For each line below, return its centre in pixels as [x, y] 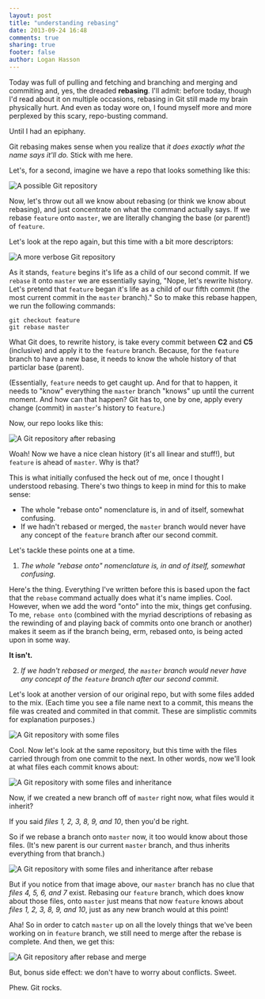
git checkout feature [45, 320]
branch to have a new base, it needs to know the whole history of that [123, 359]
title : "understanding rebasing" [64, 23]
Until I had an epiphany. [47, 131]
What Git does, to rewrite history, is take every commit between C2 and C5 [131, 342]
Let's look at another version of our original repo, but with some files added [132, 694]
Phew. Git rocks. [36, 987]
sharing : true [32, 45]
